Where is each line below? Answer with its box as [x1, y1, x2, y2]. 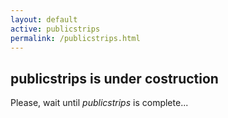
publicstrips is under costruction [10, 70, 219, 87]
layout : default [10, 14, 78, 25]
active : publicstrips [10, 24, 101, 34]
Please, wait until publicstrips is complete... [10, 97, 189, 109]
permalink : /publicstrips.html [10, 33, 141, 43]
